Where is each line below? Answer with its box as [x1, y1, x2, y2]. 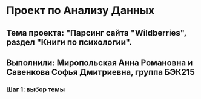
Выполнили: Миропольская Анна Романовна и [6, 57, 193, 68]
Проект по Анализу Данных [6, 4, 155, 18]
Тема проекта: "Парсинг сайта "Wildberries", [6, 28, 186, 38]
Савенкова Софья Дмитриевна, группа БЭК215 [6, 67, 195, 77]
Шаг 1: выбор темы [6, 85, 65, 94]
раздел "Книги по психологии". [6, 37, 132, 47]
